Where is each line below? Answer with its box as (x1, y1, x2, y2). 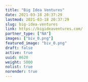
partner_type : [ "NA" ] (5, 31, 51, 36)
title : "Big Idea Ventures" (5, 7, 65, 13)
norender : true (5, 69, 38, 74)
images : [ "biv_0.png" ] (5, 36, 53, 41)
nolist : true (5, 64, 33, 69)
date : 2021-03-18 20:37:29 (5, 12, 63, 17)
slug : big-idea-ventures (5, 21, 58, 27)
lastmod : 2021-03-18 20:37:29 (5, 17, 70, 22)
